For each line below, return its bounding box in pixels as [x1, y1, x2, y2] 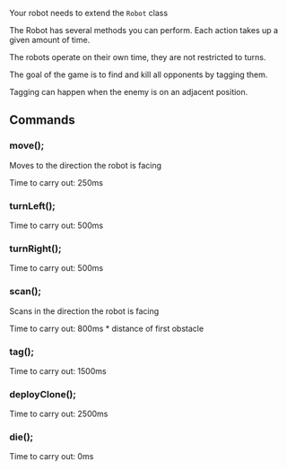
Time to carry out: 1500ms [9, 365, 107, 376]
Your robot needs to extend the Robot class [9, 8, 169, 18]
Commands [9, 112, 76, 128]
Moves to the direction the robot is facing [9, 160, 161, 170]
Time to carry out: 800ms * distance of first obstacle [9, 323, 204, 334]
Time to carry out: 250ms [9, 177, 103, 187]
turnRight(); [9, 242, 62, 255]
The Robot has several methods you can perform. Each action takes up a [9, 25, 279, 35]
